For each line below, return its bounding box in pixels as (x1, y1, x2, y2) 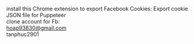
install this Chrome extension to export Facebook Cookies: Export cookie (6, 5, 189, 12)
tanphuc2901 (6, 31, 39, 38)
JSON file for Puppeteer (6, 11, 67, 19)
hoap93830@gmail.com (6, 24, 67, 31)
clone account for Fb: (6, 18, 60, 25)
